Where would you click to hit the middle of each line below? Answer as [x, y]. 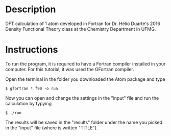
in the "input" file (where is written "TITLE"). [52, 128]
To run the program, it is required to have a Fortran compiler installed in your [86, 64]
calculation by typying [29, 103]
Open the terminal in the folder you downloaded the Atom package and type [85, 79]
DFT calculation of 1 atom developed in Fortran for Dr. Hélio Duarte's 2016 [83, 24]
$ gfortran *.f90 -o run [32, 88]
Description [31, 9]
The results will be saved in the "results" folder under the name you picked [84, 122]
